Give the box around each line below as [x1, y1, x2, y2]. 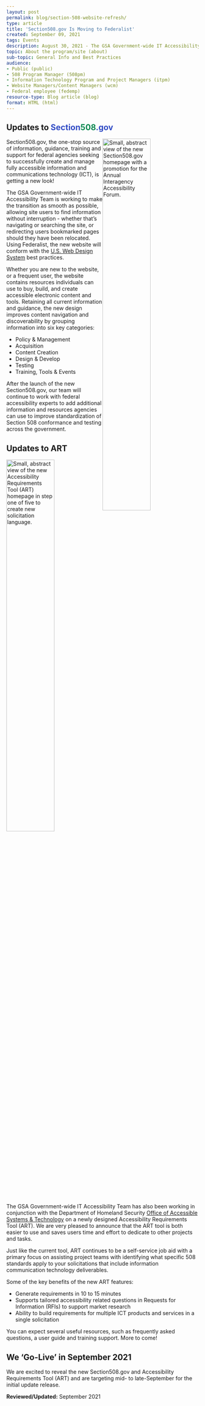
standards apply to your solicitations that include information [6, 1260, 159, 1268]
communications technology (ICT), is [6, 171, 99, 178]
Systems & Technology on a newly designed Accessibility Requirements [6, 1216, 187, 1223]
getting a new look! [6, 178, 55, 185]
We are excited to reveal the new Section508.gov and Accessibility [6, 1368, 174, 1376]
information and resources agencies [6, 406, 98, 414]
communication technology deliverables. [6, 1266, 109, 1274]
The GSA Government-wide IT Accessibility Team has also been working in [6, 1203, 195, 1210]
